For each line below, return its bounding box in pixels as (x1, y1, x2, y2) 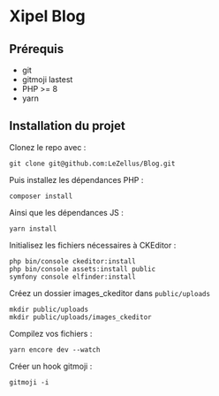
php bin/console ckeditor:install (9, 256, 137, 266)
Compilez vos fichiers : (9, 328, 93, 339)
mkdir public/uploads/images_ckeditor (9, 312, 152, 322)
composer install (9, 192, 73, 201)
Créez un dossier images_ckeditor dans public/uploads (9, 287, 210, 298)
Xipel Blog (9, 6, 86, 27)
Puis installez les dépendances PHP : (9, 174, 144, 185)
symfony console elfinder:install (9, 272, 137, 281)
